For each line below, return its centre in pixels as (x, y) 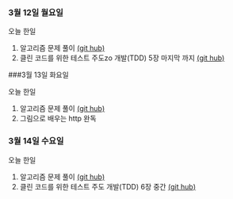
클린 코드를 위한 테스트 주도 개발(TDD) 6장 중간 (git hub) (108, 186)
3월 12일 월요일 (36, 12)
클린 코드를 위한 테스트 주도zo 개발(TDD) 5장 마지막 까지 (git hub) (122, 58)
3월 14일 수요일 (36, 141)
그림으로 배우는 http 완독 (58, 119)
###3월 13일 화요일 (38, 75)
